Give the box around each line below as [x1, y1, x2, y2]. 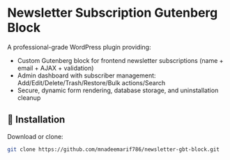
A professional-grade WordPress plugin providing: [7, 43, 151, 51]
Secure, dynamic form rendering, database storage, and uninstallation [17, 86, 219, 94]
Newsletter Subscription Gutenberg [7, 5, 218, 21]
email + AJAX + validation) [17, 64, 94, 72]
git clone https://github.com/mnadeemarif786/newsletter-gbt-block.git [7, 145, 220, 153]
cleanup [17, 93, 41, 102]
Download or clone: [7, 132, 64, 140]
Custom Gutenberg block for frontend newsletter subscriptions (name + [17, 56, 224, 64]
